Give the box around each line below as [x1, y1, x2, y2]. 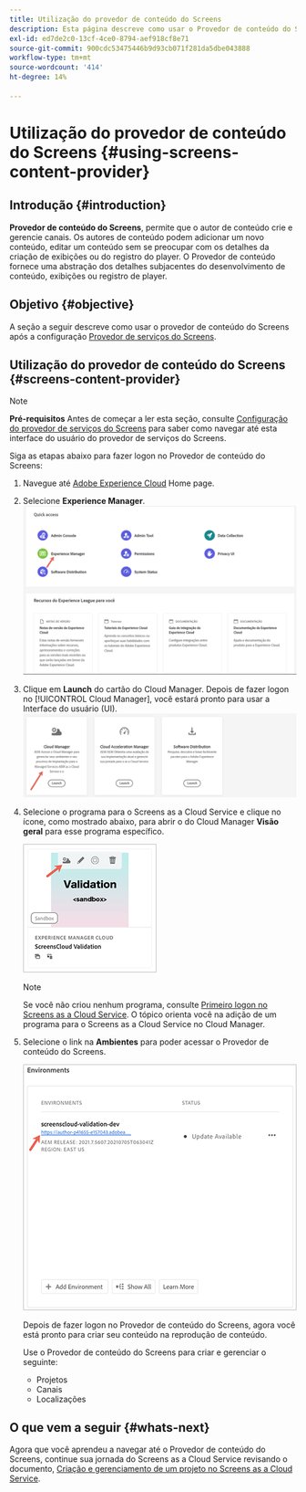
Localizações [36, 1393, 87, 1404]
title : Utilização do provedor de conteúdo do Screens [9, 15, 222, 24]
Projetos [36, 1374, 68, 1385]
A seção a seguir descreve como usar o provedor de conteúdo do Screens [9, 320, 290, 332]
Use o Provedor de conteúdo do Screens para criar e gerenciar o [22, 1347, 267, 1358]
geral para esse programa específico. [22, 825, 165, 836]
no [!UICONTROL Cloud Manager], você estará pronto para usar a [22, 693, 270, 704]
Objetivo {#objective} [9, 297, 135, 312]
